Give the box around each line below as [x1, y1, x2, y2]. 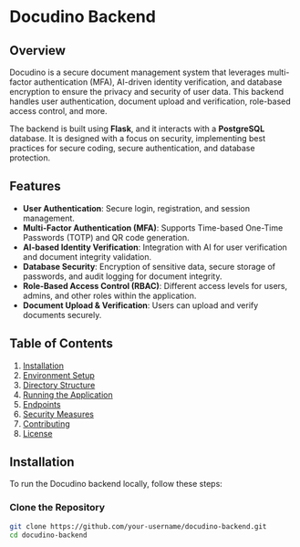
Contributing [22, 418, 70, 429]
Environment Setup [22, 369, 96, 380]
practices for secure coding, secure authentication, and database [9, 143, 255, 153]
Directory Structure [22, 379, 96, 390]
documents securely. [22, 309, 102, 320]
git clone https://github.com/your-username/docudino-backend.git [9, 521, 267, 531]
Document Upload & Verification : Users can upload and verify [22, 299, 259, 311]
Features [9, 179, 61, 194]
